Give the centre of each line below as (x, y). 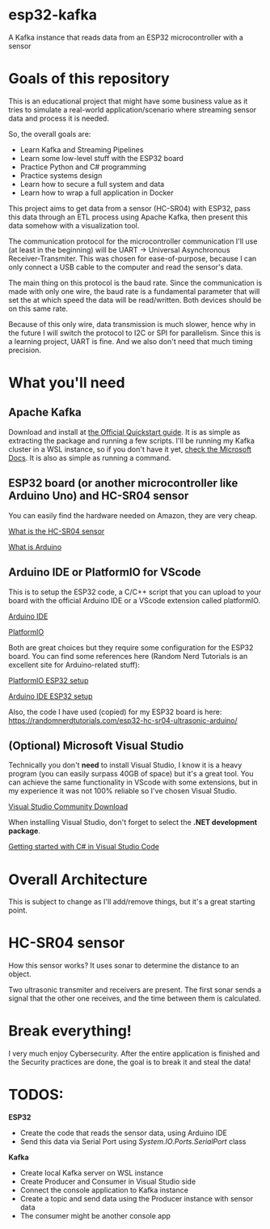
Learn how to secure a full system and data (92, 184)
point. (18, 910)
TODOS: (36, 1095)
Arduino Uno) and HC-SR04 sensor (99, 496)
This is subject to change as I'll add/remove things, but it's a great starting (132, 902)
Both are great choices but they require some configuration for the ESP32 (131, 647)
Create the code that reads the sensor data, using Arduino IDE (124, 1133)
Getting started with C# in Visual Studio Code (84, 847)
